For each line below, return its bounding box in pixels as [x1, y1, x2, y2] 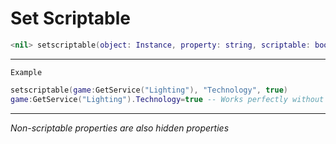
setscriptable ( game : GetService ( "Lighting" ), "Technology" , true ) [10, 85, 288, 95]
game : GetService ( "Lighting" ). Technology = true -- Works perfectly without [10, 94, 325, 104]
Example [10, 67, 43, 77]
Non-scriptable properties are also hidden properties [10, 122, 230, 134]
